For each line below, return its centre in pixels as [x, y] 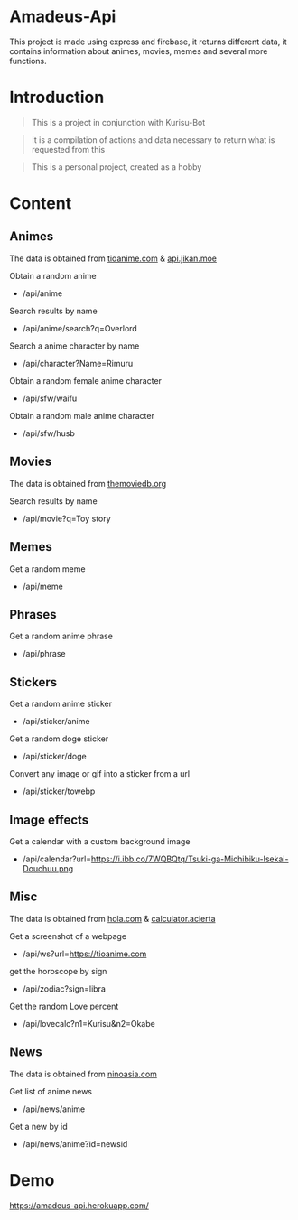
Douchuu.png [48, 868]
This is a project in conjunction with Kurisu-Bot [118, 122]
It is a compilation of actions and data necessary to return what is [153, 140]
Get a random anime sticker [61, 704]
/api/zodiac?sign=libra [64, 988]
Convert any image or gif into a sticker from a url [100, 774]
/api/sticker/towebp [59, 791]
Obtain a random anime [53, 275]
